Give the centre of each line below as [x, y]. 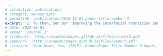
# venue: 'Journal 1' [27, 32]
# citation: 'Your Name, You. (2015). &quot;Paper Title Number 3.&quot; [81, 46]
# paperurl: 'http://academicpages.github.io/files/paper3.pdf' [71, 41]
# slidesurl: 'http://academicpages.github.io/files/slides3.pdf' [73, 37]
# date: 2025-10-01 [25, 28]
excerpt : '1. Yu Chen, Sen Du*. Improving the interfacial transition [78, 23]
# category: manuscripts [30, 14]
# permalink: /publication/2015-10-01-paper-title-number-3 [67, 19]
